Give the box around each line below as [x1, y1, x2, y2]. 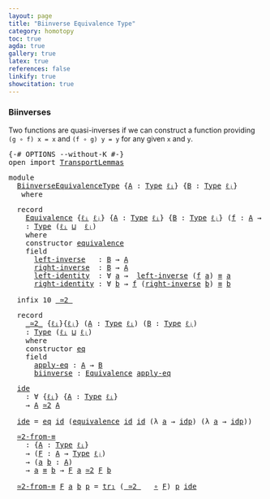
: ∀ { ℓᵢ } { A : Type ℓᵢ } [25, 392, 118, 401]
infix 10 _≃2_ [16, 295, 73, 305]
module [8, 172, 35, 182]
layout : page [8, 11, 53, 20]
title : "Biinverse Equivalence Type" [8, 20, 136, 28]
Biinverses [8, 106, 51, 118]
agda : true [8, 42, 45, 50]
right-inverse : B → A [33, 263, 129, 272]
